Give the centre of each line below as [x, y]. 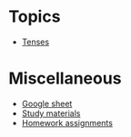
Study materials [51, 113]
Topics [35, 17]
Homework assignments [67, 122]
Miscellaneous [65, 78]
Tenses [35, 42]
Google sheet [47, 103]
